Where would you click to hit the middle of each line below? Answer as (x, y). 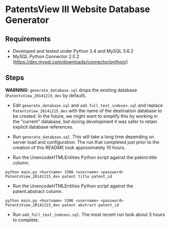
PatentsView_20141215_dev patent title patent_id (59, 176)
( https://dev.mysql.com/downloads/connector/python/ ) (70, 62)
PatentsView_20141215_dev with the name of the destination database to (87, 111)
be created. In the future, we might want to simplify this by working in (85, 116)
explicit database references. (43, 127)
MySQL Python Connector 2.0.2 (46, 56)
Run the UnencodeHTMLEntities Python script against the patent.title (85, 157)
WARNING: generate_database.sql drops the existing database (71, 90)
